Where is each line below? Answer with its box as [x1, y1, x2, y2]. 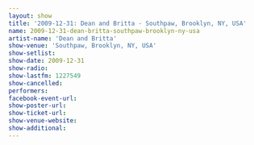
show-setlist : [8, 49, 56, 57]
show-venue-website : [8, 117, 78, 125]
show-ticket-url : [8, 110, 67, 118]
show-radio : [8, 64, 48, 72]
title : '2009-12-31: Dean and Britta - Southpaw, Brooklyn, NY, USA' [8, 19, 248, 27]
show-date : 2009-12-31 [8, 57, 85, 65]
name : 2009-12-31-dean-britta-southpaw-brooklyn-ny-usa [8, 27, 200, 35]
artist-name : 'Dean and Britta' [8, 34, 117, 43]
